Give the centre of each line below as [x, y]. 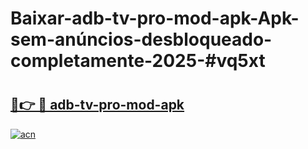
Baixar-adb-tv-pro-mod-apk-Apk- [155, 18]
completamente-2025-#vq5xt [138, 61]
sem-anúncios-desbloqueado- [141, 39]
